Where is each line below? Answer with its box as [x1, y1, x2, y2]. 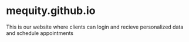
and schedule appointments [6, 29, 73, 36]
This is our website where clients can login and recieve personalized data [6, 23, 184, 30]
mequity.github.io [6, 4, 96, 17]
